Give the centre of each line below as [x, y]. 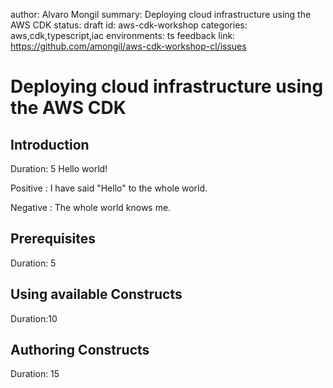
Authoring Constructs [80, 350]
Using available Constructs [96, 294]
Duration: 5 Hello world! [59, 168]
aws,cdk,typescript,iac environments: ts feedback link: [123, 35]
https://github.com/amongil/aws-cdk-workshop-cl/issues [128, 46]
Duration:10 [34, 318]
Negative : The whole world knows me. [91, 207]
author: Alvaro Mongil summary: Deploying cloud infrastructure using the [161, 14]
